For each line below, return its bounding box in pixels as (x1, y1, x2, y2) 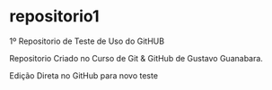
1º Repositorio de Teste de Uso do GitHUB (9, 36, 164, 46)
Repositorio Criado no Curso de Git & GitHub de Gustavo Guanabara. (9, 53, 263, 63)
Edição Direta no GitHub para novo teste (9, 70, 159, 81)
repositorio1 (9, 6, 101, 27)
